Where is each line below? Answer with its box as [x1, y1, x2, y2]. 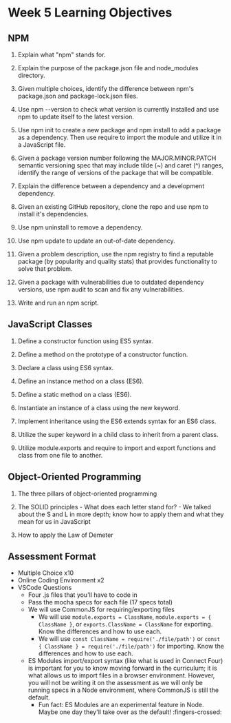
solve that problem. [17, 265, 73, 273]
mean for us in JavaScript [17, 517, 91, 525]
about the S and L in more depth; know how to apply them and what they [17, 510, 224, 518]
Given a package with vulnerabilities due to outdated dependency [17, 278, 204, 286]
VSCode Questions [17, 584, 72, 592]
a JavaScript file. [17, 141, 66, 149]
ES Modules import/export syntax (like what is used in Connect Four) [27, 657, 223, 665]
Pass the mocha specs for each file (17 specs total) [27, 598, 173, 607]
